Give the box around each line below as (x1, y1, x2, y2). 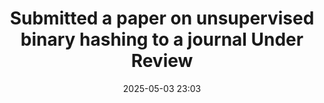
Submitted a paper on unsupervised (9, 7, 315, 30)
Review (130, 50, 194, 72)
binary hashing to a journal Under (20, 28, 304, 51)
